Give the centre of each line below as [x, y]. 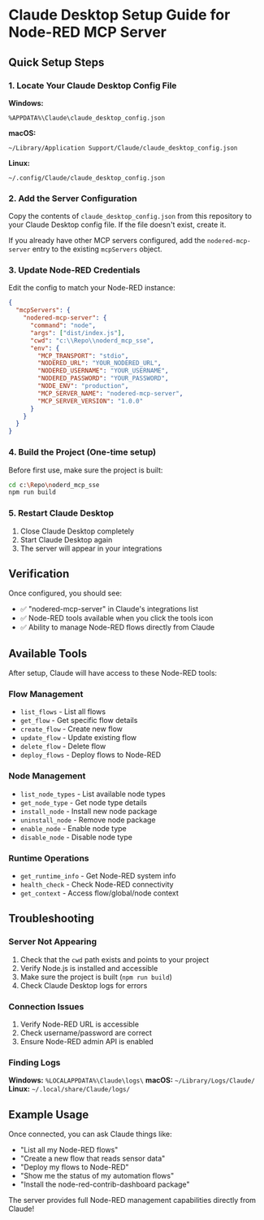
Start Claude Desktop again [66, 539]
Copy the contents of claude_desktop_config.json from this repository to [130, 216]
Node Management [47, 776]
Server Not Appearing [53, 942]
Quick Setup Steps [56, 62]
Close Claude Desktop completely [77, 531]
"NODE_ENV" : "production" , [83, 386]
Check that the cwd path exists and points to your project [115, 959]
